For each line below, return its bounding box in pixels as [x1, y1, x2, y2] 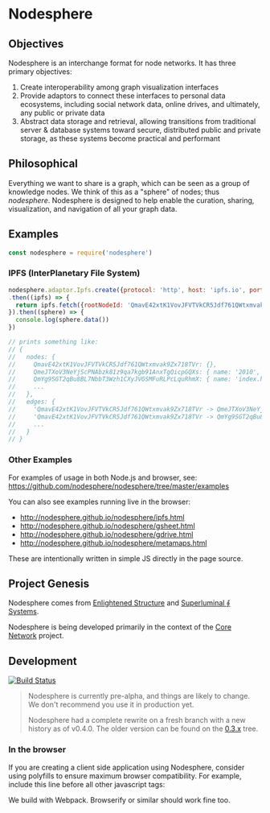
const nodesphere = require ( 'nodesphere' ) [8, 249, 153, 257]
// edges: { [8, 398, 56, 406]
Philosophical [8, 157, 79, 171]
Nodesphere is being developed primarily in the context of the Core [8, 622, 231, 632]
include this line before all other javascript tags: [8, 779, 166, 789]
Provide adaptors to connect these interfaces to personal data [19, 91, 227, 101]
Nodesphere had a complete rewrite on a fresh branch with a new [27, 716, 247, 725]
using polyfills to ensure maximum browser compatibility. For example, [8, 770, 243, 781]
